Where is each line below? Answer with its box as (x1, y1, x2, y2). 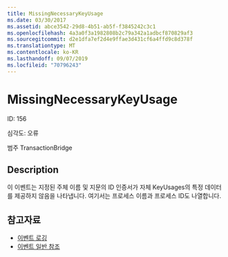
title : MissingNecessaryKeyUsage (7, 10, 104, 17)
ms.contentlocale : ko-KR (7, 49, 79, 56)
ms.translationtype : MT (7, 42, 76, 49)
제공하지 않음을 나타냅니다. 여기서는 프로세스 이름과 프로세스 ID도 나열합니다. (14, 192, 222, 200)
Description (7, 163, 59, 175)
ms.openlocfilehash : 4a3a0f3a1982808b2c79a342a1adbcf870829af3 (7, 29, 193, 37)
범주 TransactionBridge (7, 143, 73, 152)
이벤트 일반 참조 (17, 242, 60, 251)
